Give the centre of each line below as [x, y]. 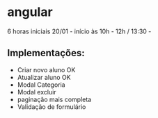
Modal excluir [37, 92]
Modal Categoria [41, 85]
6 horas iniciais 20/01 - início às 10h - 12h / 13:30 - [79, 31]
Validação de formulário [52, 107]
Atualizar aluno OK [44, 77]
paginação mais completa [54, 99]
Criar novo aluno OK [46, 69]
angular [30, 12]
